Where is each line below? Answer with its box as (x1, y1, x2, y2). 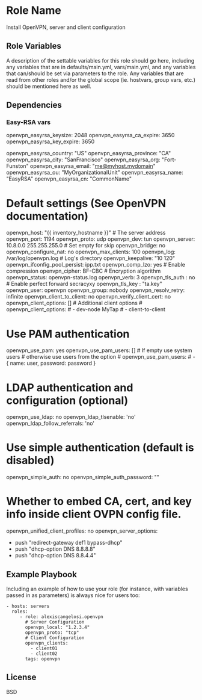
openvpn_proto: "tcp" (25, 630, 79, 636)
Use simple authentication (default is (6, 441, 194, 454)
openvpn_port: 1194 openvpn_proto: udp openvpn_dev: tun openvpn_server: (6, 235, 195, 243)
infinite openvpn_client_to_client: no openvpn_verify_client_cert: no (6, 293, 171, 300)
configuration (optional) (6, 394, 129, 407)
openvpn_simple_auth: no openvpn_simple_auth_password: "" (6, 474, 159, 481)
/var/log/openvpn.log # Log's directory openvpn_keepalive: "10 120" (6, 255, 176, 262)
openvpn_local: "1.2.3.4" (25, 624, 90, 630)
